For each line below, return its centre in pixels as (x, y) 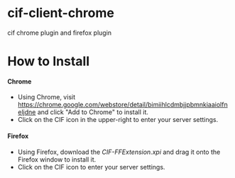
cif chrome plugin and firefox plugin (60, 33)
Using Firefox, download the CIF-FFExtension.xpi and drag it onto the (119, 152)
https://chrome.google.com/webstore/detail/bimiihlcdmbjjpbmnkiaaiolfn (123, 105)
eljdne (27, 112)
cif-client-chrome (61, 13)
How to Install (49, 61)
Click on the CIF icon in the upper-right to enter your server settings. (118, 120)
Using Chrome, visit (47, 97)
